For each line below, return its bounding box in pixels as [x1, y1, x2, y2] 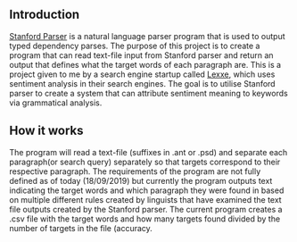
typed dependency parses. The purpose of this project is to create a [9, 40, 260, 51]
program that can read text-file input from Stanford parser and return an [9, 49, 274, 61]
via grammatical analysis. [9, 97, 103, 108]
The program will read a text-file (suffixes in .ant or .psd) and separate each [9, 146, 288, 157]
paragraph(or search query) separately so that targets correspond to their [9, 156, 281, 167]
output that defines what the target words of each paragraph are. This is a [9, 59, 282, 70]
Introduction [9, 7, 80, 22]
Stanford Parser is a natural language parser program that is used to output [9, 30, 285, 41]
